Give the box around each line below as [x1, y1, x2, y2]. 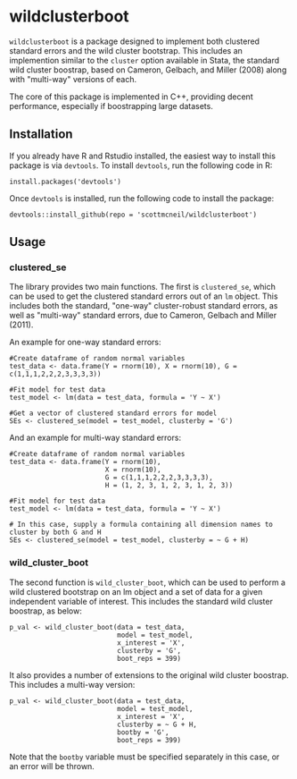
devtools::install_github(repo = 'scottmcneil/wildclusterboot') [9, 210, 257, 219]
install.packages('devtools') [9, 177, 122, 186]
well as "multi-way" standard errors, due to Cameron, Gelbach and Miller [9, 310, 277, 321]
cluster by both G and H [9, 528, 102, 538]
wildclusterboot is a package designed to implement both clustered [9, 36, 260, 47]
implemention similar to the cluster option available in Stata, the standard [9, 55, 280, 65]
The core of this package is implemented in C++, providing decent [9, 91, 253, 102]
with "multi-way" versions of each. [9, 73, 136, 84]
